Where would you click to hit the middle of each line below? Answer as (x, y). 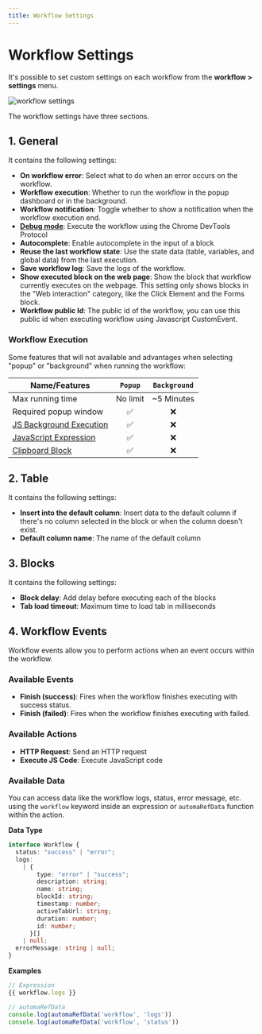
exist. (29, 530)
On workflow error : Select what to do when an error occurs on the (129, 176)
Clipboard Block (42, 450)
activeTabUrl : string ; (74, 911)
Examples (25, 971)
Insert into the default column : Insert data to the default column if (128, 513)
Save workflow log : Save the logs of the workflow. (102, 269)
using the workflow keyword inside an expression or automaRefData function (131, 806)
